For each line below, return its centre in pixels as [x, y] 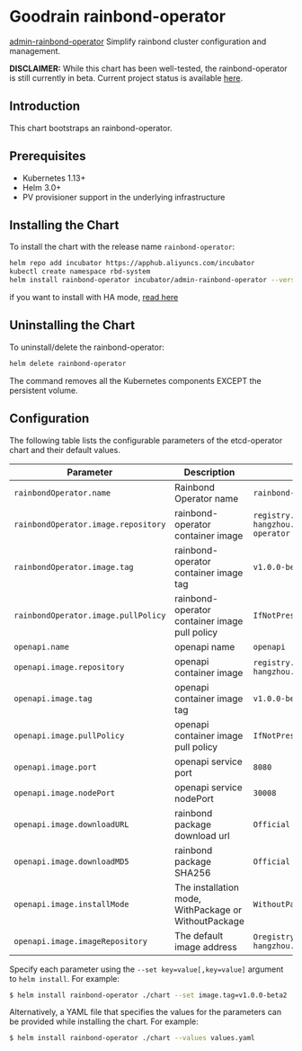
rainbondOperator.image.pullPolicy [90, 615]
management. [35, 50]
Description [209, 472]
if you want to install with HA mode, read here [94, 297]
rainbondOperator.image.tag [74, 567]
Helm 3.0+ [42, 187]
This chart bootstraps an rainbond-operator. [91, 128]
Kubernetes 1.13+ [54, 178]
